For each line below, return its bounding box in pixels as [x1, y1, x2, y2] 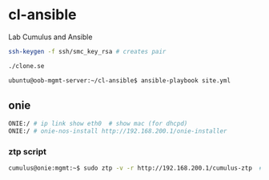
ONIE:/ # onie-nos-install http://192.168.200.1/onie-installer [8, 127, 227, 135]
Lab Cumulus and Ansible [8, 32, 93, 42]
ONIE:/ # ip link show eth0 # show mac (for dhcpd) [8, 120, 188, 128]
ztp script [8, 146, 46, 158]
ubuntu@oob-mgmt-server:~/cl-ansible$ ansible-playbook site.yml [8, 76, 231, 85]
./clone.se [8, 62, 45, 70]
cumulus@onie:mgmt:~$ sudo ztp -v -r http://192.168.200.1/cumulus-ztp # [8, 164, 263, 173]
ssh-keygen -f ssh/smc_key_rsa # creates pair [8, 47, 167, 55]
